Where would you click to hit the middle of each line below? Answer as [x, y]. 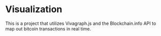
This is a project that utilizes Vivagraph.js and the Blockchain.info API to [81, 23]
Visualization [34, 9]
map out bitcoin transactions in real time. [48, 28]
